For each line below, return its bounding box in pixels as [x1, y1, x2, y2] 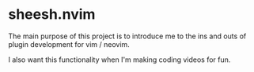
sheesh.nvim [8, 5, 96, 23]
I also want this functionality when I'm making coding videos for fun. [8, 55, 231, 64]
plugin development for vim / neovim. [8, 39, 131, 49]
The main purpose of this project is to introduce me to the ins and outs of [8, 31, 247, 41]
